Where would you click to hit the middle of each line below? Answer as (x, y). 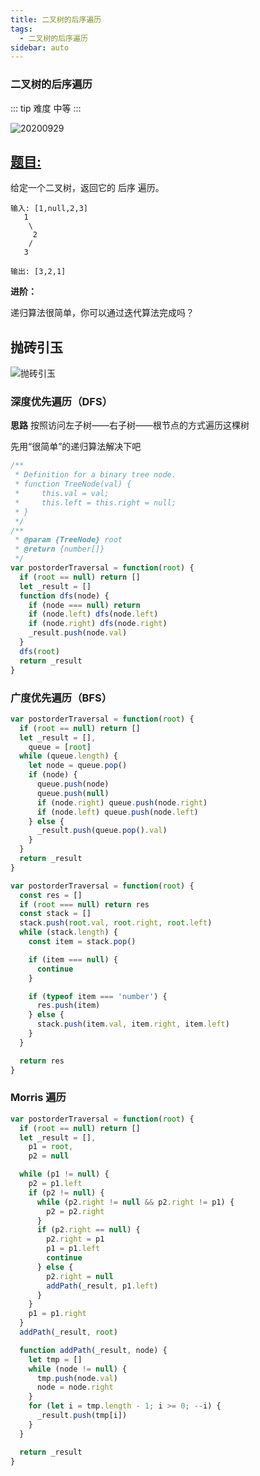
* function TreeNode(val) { (73, 484)
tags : (21, 29)
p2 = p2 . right (75, 1211)
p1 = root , (51, 1147)
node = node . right (75, 1387)
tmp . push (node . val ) (77, 1378)
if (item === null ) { (73, 959)
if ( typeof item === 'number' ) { (98, 996)
